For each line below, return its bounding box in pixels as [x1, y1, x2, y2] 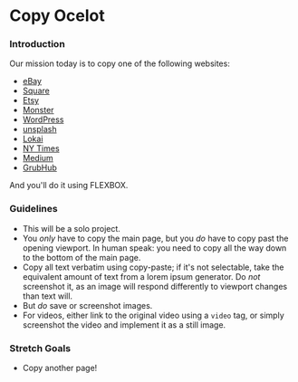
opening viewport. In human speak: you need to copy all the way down [22, 242, 287, 253]
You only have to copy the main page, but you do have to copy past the [22, 233, 289, 244]
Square [22, 85, 50, 96]
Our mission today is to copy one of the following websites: [9, 58, 231, 69]
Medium [22, 153, 54, 164]
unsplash [22, 124, 57, 135]
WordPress [22, 114, 64, 125]
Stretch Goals [9, 341, 71, 354]
